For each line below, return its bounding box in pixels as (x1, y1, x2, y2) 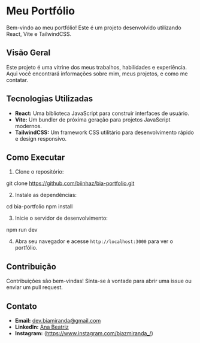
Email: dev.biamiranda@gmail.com (14, 317, 101, 324)
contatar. (6, 76, 29, 83)
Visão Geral (6, 48, 51, 58)
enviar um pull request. (6, 284, 63, 291)
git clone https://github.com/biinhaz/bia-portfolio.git (6, 180, 135, 187)
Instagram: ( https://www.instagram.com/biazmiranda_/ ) (14, 330, 154, 336)
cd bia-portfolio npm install (6, 203, 73, 210)
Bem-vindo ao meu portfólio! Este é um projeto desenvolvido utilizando (6, 24, 181, 31)
